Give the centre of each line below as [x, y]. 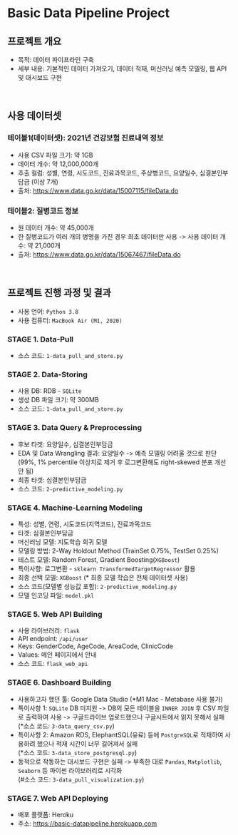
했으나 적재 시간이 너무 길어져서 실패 [87, 744]
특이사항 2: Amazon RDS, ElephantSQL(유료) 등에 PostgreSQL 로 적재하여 [120, 734]
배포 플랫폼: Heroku [46, 814]
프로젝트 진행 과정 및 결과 [59, 293]
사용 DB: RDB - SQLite [50, 391]
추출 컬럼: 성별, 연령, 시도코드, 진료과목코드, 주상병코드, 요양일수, [108, 173]
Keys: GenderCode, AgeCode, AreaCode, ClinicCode [95, 646]
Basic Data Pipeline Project [88, 13]
